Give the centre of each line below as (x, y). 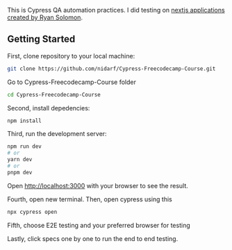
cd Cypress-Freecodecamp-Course (54, 94)
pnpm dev (20, 172)
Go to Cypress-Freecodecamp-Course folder (72, 82)
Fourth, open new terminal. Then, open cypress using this (90, 199)
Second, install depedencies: (49, 108)
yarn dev (20, 160)
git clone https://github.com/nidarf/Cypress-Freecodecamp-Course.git (111, 69)
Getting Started (41, 39)
